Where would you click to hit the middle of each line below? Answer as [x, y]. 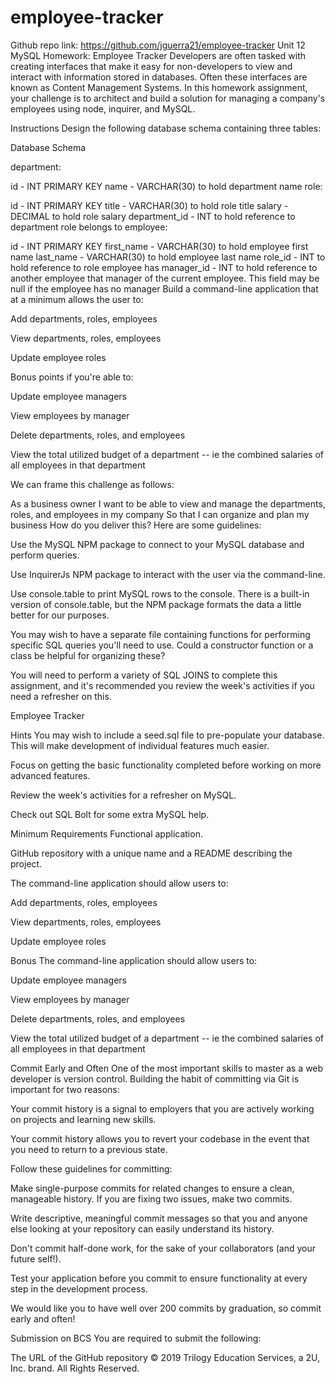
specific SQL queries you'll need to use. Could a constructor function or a [162, 645]
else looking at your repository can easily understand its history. [142, 1228]
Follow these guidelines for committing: [91, 1168]
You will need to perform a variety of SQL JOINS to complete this [144, 675]
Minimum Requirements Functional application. [106, 833]
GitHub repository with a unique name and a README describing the [151, 853]
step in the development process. [79, 1288]
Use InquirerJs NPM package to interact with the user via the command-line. [168, 574]
